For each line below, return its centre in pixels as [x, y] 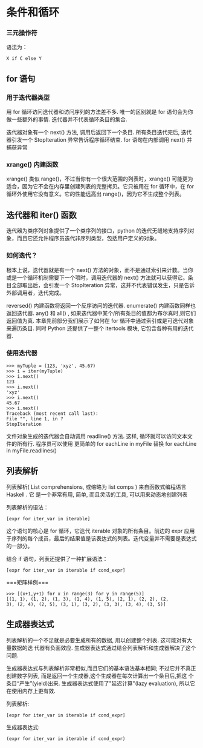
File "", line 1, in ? [35, 419]
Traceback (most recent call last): [52, 413]
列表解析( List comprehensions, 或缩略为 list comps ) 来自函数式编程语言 [96, 487]
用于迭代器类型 [28, 98]
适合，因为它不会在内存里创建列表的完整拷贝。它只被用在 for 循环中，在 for [100, 187]
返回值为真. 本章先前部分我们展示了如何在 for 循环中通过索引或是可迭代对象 [100, 320]
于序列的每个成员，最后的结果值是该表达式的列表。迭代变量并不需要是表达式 [101, 538]
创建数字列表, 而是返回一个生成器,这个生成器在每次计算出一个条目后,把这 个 [100, 675]
